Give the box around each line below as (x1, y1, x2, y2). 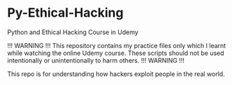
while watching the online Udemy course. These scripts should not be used (7, 49, 225, 57)
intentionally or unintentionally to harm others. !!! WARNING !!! (7, 56, 185, 64)
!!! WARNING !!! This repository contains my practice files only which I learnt (7, 41, 226, 49)
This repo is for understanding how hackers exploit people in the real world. (7, 70, 225, 78)
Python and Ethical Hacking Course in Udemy (7, 28, 138, 36)
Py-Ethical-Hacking (7, 5, 124, 21)
